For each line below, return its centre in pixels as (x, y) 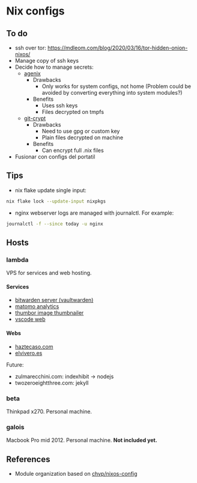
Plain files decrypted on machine (83, 137)
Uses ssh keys (60, 106)
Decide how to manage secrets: (54, 67)
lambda (17, 259)
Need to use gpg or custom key (81, 131)
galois (15, 427)
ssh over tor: (31, 48)
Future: (15, 365)
